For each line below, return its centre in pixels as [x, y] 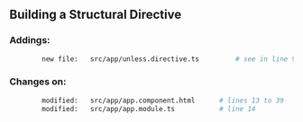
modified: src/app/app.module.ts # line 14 [149, 109]
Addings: [30, 40]
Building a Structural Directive [96, 15]
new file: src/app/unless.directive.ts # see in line [165, 59]
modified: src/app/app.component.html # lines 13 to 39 [163, 100]
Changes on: [38, 82]
